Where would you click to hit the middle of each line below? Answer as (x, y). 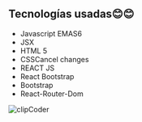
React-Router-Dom (52, 94)
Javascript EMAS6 (51, 33)
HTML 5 (34, 50)
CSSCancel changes (54, 59)
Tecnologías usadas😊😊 (71, 14)
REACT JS (37, 68)
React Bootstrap (47, 76)
